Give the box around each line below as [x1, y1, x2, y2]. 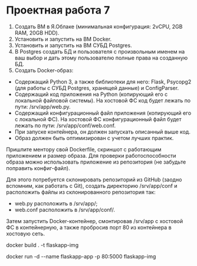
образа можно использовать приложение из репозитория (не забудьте [6, 158, 186, 165]
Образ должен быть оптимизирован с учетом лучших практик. [14, 134, 174, 141]
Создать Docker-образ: [14, 66, 74, 74]
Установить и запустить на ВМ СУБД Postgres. [14, 42, 132, 49]
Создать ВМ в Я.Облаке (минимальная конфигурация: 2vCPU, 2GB [14, 23, 183, 30]
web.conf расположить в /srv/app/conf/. [14, 206, 115, 213]
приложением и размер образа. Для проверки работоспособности [6, 152, 176, 159]
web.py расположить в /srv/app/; [14, 199, 98, 207]
